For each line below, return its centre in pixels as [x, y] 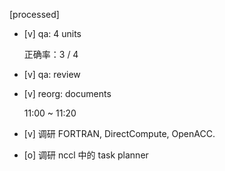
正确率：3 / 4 [51, 54]
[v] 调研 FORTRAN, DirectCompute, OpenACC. [119, 133]
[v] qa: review [52, 74]
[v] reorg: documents [67, 93]
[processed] [34, 14]
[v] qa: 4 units [52, 33]
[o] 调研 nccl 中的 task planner [86, 155]
